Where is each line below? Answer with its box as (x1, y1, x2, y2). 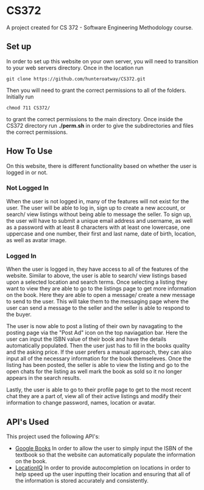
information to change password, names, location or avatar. (6, 399, 156, 407)
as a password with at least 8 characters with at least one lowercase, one (6, 223, 191, 231)
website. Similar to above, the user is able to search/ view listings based (6, 272, 187, 279)
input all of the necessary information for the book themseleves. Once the (6, 355, 192, 362)
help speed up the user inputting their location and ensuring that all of (15, 470, 191, 478)
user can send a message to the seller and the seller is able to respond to (6, 304, 191, 312)
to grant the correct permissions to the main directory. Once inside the (6, 115, 183, 122)
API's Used (6, 416, 49, 427)
